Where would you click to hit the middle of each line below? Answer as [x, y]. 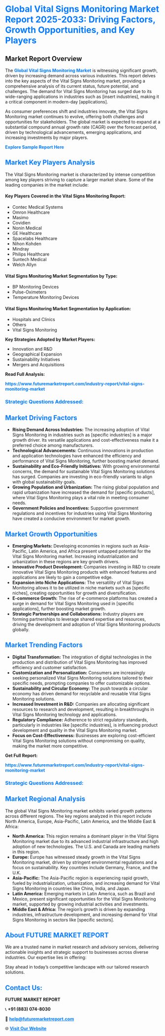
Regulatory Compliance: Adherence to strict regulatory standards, [80, 719]
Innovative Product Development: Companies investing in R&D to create [86, 567]
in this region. [26, 852]
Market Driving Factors [41, 418]
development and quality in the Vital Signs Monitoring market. [75, 730]
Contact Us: [24, 987]
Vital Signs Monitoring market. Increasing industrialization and [75, 556]
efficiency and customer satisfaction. [50, 667]
